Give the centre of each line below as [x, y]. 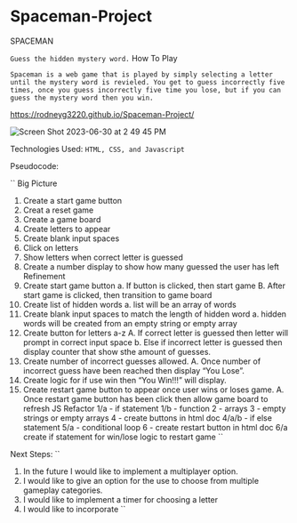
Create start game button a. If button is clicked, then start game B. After [154, 286]
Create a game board [62, 219]
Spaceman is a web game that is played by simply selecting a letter [142, 74]
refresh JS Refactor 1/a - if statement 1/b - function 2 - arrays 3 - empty [154, 408]
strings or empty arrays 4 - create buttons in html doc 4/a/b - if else [147, 418]
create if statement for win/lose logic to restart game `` [123, 437]
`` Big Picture [34, 183]
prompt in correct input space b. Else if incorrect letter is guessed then [153, 342]
